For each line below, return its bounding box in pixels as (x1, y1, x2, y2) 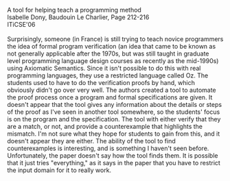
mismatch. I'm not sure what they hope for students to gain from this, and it (7, 130, 220, 138)
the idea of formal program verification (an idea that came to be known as (7, 43, 216, 50)
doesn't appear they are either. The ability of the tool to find (7, 137, 176, 145)
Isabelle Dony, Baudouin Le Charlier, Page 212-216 (7, 13, 150, 21)
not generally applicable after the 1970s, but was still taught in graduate (7, 49, 209, 58)
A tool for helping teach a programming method (7, 6, 142, 14)
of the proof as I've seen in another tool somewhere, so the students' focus (7, 108, 220, 116)
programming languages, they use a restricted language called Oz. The (7, 71, 209, 80)
